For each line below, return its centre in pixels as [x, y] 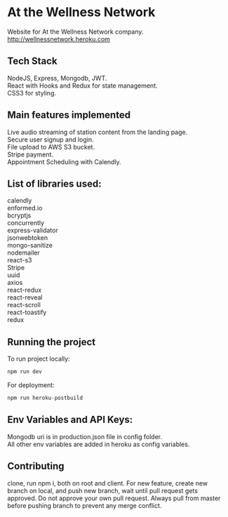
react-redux [25, 290]
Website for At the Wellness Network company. [75, 32]
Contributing [36, 466]
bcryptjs [19, 215]
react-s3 [20, 260]
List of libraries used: [54, 183]
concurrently [26, 223]
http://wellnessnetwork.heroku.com [59, 39]
